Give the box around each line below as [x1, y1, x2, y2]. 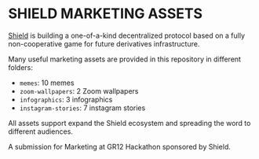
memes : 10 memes [19, 78, 75, 87]
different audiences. [8, 127, 73, 136]
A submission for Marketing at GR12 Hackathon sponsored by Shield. [8, 142, 232, 151]
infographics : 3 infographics [19, 94, 113, 104]
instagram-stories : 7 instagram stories [19, 103, 146, 113]
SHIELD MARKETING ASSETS [8, 5, 202, 23]
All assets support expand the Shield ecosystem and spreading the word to [8, 118, 251, 128]
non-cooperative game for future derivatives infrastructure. [8, 39, 200, 48]
